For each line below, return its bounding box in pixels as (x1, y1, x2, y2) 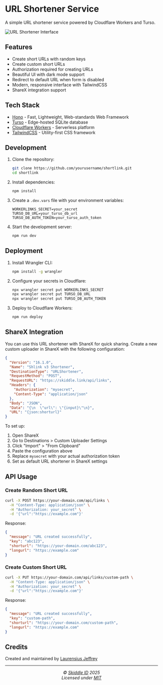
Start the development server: (12, 224, 72, 230)
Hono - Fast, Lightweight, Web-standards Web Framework (12, 114, 129, 120)
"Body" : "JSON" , (9, 400, 42, 406)
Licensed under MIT (61, 675, 102, 681)
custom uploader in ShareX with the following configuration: (5, 346, 125, 352)
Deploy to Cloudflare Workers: (12, 305, 73, 311)
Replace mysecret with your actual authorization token (12, 453, 120, 459)
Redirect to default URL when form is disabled (12, 76, 104, 82)
